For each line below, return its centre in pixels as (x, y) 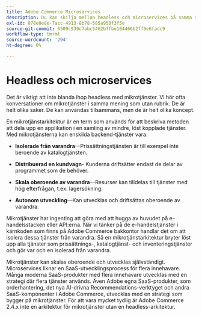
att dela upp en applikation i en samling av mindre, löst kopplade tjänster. (96, 128)
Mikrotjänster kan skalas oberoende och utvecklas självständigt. (86, 262)
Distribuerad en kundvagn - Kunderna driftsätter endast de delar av (99, 164)
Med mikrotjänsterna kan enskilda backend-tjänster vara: (77, 134)
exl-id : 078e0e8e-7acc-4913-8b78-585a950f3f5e (66, 23)
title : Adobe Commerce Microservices (54, 12)
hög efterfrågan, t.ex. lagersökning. (59, 188)
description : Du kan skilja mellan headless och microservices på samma (99, 17)
